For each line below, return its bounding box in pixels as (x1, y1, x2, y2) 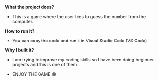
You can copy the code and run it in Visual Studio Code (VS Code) (12, 38, 147, 43)
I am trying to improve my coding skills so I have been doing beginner (12, 57, 154, 62)
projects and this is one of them (12, 62, 77, 67)
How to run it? (5, 28, 35, 34)
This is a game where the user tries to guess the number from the (12, 14, 146, 19)
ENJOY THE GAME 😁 (12, 71, 57, 77)
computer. (12, 19, 34, 24)
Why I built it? (5, 47, 34, 53)
